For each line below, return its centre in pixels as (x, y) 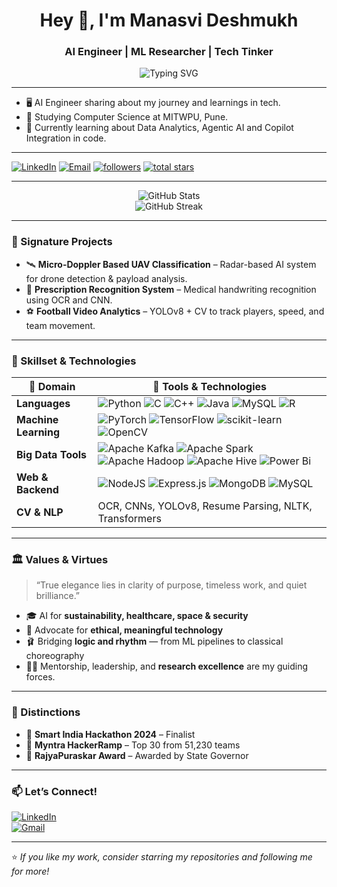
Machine (37, 420)
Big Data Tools (52, 455)
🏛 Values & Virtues (60, 559)
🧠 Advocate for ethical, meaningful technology (124, 630)
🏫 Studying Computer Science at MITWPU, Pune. (127, 117)
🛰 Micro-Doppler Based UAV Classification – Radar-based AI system (171, 264)
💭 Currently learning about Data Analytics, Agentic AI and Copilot (159, 128)
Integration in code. (66, 138)
